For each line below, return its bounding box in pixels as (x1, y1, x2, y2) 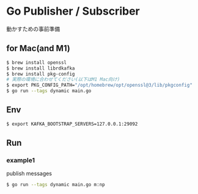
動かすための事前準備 (6, 25, 60, 32)
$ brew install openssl (6, 59, 67, 65)
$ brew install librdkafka (6, 65, 75, 71)
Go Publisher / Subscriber (6, 4, 140, 18)
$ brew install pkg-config (6, 71, 75, 77)
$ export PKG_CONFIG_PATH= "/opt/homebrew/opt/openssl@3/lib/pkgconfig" (6, 82, 193, 88)
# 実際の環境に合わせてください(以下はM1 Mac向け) (6, 76, 120, 83)
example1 (6, 156, 35, 164)
